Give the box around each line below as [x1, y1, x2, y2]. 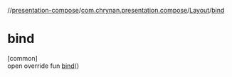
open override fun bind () [7, 61, 80, 70]
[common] [7, 54, 38, 62]
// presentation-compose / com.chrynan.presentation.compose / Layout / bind [7, 6, 225, 14]
